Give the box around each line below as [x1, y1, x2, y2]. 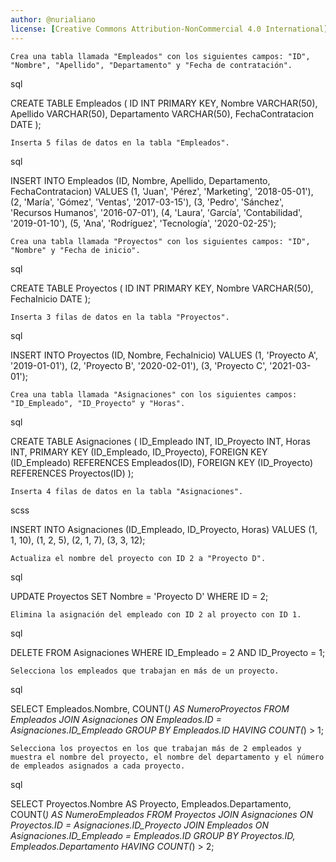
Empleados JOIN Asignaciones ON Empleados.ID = [10, 713, 222, 725]
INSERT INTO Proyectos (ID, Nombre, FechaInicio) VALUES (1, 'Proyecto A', [10, 349, 318, 361]
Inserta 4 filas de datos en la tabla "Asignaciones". [10, 486, 244, 496]
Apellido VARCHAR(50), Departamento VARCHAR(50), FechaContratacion [10, 107, 314, 120]
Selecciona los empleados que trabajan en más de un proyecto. [10, 666, 280, 676]
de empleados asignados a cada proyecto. [10, 761, 186, 771]
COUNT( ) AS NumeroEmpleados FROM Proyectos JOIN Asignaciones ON [10, 808, 313, 820]
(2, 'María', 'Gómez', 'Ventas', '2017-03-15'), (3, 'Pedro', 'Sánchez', [10, 196, 285, 208]
